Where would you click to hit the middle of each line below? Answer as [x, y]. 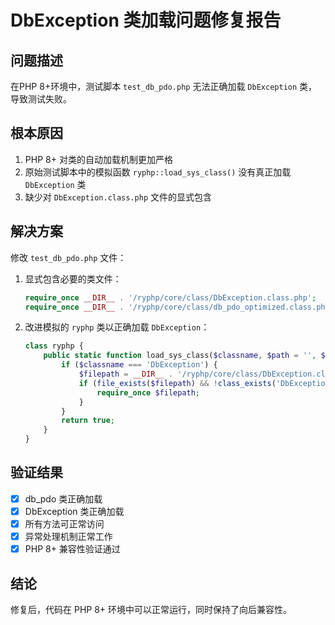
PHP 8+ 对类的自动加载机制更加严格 [98, 159]
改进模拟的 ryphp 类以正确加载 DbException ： [117, 327]
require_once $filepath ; [148, 392]
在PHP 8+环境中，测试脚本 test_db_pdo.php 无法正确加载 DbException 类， [164, 86]
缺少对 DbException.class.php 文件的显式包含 [118, 197]
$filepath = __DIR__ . [126, 374]
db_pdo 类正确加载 [63, 498]
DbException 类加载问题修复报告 [146, 20]
